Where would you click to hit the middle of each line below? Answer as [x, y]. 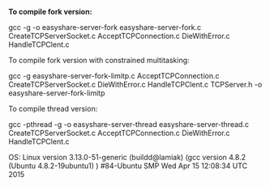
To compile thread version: [53, 109]
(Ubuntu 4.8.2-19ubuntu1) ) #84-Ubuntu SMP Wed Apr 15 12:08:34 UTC [128, 166]
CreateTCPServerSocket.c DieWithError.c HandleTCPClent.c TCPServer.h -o [135, 85]
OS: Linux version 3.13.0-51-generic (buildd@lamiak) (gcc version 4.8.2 [127, 157]
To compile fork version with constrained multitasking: [99, 60]
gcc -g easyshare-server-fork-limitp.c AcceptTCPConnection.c [114, 76]
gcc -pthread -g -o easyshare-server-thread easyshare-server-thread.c [129, 124]
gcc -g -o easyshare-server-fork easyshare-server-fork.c [105, 27]
